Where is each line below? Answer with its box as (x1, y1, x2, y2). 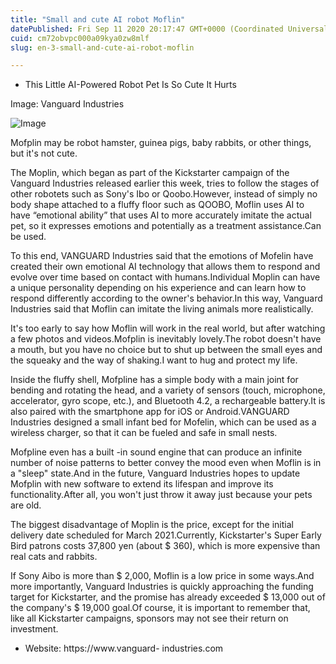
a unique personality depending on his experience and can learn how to (10, 282, 307, 294)
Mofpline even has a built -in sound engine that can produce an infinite (10, 446, 303, 458)
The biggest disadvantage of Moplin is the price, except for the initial (10, 519, 294, 531)
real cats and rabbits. (10, 551, 98, 563)
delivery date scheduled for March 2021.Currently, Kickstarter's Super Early (10, 529, 322, 541)
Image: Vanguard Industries (10, 98, 125, 110)
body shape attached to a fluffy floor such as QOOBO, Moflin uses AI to (10, 199, 305, 211)
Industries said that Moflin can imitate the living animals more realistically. (10, 303, 314, 315)
